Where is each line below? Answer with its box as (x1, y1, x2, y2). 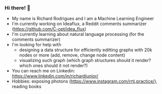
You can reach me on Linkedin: (11, 68, 75, 74)
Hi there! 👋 (4, 4, 31, 11)
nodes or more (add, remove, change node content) (19, 52, 125, 58)
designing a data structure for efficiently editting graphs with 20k (19, 47, 152, 53)
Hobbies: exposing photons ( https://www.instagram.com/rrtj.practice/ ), (11, 78, 158, 84)
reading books (11, 84, 42, 90)
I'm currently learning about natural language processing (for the (11, 31, 145, 37)
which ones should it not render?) (19, 63, 88, 68)
